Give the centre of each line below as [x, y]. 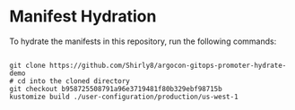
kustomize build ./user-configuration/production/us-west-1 [124, 97]
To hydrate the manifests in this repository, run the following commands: [143, 41]
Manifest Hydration [83, 17]
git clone [28, 65]
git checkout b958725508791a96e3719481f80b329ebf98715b [116, 89]
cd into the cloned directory [74, 81]
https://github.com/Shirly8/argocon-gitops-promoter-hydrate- [168, 65]
